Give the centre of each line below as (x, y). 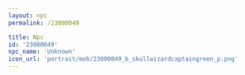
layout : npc (28, 15)
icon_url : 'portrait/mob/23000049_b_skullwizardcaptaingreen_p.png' (123, 59)
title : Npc (26, 37)
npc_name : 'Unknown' (42, 52)
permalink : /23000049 (44, 23)
